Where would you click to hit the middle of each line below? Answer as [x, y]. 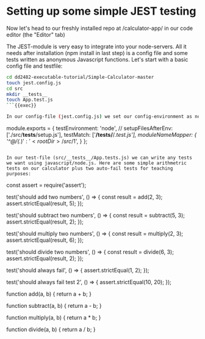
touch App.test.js [30, 100]
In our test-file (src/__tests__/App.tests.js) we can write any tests [99, 158]
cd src [15, 89]
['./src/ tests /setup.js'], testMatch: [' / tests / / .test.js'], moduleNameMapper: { [102, 135]
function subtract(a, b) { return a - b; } [54, 306]
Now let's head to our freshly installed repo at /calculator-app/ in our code [100, 28]
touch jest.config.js [34, 83]
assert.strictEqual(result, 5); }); [45, 203]
